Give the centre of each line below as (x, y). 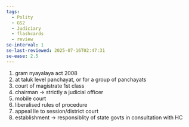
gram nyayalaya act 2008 (46, 73)
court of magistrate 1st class (49, 86)
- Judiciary (27, 28)
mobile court (30, 98)
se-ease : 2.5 (22, 56)
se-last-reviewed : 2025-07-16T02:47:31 (56, 51)
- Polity (22, 17)
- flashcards (28, 34)
